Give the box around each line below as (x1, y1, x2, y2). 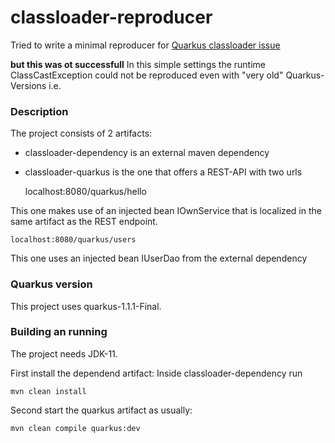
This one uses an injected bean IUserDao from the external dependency (10, 252, 308, 265)
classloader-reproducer (10, 6, 213, 29)
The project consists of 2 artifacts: (10, 127, 153, 140)
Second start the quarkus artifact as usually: (10, 404, 193, 416)
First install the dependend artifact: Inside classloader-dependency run (10, 367, 303, 379)
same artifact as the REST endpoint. (10, 216, 158, 228)
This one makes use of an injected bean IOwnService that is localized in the (10, 205, 322, 217)
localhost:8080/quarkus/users (10, 235, 137, 245)
